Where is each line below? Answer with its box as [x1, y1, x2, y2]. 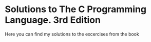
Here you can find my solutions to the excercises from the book [5, 31, 139, 37]
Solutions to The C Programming [5, 4, 147, 15]
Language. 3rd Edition [5, 14, 101, 26]
